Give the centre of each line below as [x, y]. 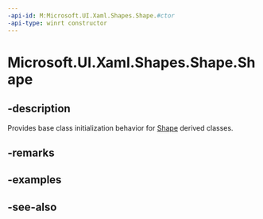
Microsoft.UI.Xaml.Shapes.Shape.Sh [131, 63]
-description [39, 109]
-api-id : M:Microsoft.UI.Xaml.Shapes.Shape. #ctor [91, 16]
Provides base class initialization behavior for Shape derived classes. [120, 127]
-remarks [31, 153]
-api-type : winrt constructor [58, 23]
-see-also [32, 207]
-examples [35, 180]
